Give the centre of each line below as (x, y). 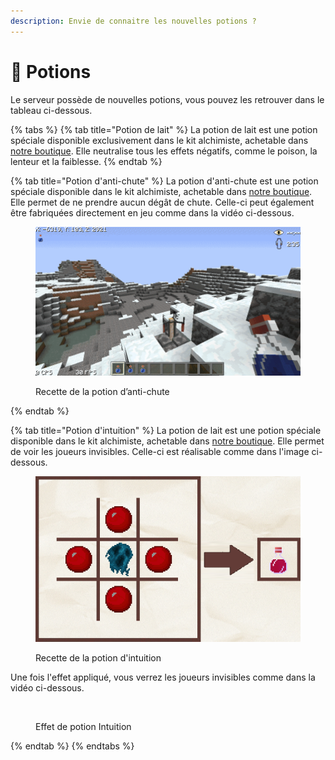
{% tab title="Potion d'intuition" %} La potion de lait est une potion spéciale (166, 430)
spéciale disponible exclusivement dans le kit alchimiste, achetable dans (159, 140)
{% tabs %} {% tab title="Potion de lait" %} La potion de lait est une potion (164, 129)
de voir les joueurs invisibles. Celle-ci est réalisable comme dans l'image (160, 451)
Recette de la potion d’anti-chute (102, 391)
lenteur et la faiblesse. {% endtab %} (86, 161)
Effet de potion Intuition (83, 727)
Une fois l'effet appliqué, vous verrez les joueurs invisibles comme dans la (163, 677)
